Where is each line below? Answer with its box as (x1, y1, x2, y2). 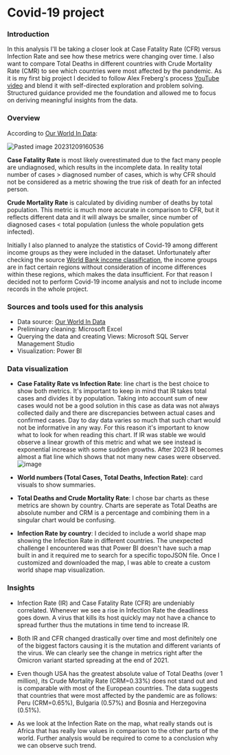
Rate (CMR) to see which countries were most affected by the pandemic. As (7, 67, 222, 75)
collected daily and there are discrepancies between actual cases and (16, 409, 216, 417)
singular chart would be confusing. (16, 516, 116, 524)
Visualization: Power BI (16, 347, 82, 355)
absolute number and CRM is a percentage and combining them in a (16, 509, 210, 517)
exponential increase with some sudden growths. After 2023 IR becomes (16, 445, 224, 454)
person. (7, 184, 30, 193)
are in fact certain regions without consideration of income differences (7, 263, 207, 271)
